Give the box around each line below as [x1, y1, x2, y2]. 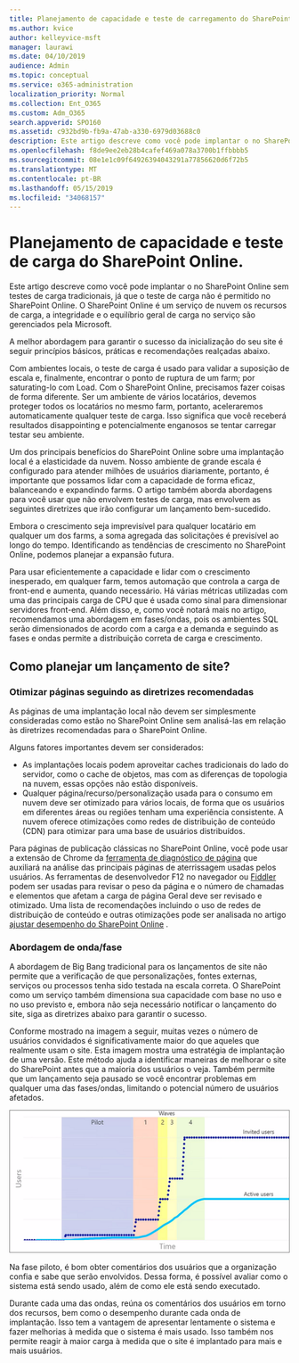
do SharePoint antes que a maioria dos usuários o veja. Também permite [9, 1064, 276, 1075]
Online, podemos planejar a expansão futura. [9, 549, 174, 560]
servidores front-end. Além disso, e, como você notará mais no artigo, [9, 605, 267, 615]
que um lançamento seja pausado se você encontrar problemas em [9, 1073, 256, 1084]
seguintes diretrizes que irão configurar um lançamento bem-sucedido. [9, 504, 271, 515]
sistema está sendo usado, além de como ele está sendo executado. [9, 1280, 261, 1291]
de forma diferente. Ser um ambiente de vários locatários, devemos [9, 392, 257, 402]
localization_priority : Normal [9, 89, 125, 98]
